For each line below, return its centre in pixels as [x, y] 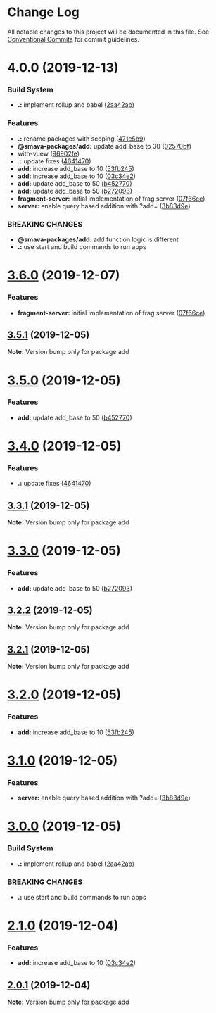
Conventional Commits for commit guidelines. [73, 39]
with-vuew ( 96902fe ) [48, 153]
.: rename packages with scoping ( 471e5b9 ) [81, 139]
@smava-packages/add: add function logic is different [98, 239]
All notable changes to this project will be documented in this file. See [108, 32]
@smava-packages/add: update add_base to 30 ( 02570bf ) [104, 146]
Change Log [43, 12]
